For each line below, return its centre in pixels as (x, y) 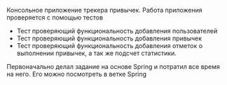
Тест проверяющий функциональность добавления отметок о (110, 46)
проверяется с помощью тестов (55, 17)
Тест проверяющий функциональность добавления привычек (109, 38)
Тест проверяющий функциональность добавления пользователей (117, 31)
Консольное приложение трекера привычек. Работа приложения (104, 10)
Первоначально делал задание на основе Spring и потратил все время (113, 67)
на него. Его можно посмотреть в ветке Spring (77, 74)
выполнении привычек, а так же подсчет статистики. (96, 53)
